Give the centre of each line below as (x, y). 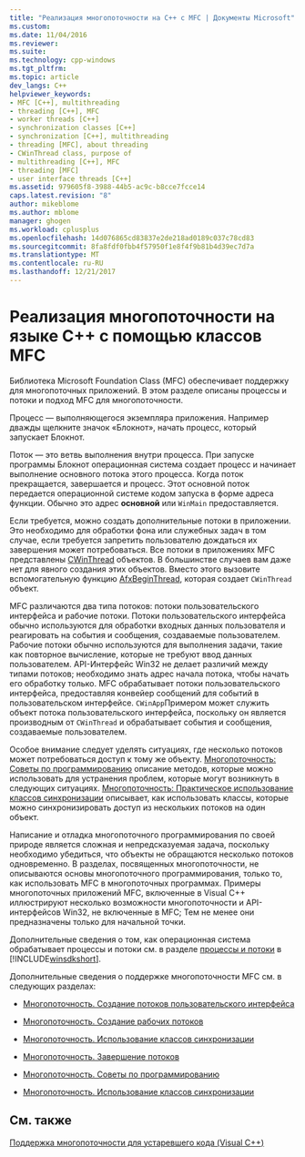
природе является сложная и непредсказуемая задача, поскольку (140, 844)
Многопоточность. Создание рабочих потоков (113, 1021)
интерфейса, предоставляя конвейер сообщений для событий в (134, 693)
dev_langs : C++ (38, 86)
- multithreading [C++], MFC (65, 162)
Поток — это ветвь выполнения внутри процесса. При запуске (132, 454)
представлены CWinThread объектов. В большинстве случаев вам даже (150, 559)
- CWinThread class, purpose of (71, 153)
